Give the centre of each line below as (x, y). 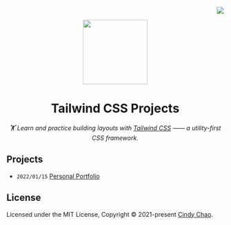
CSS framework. (115, 138)
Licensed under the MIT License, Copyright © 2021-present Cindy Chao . (110, 214)
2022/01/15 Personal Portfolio (58, 176)
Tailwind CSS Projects (115, 108)
